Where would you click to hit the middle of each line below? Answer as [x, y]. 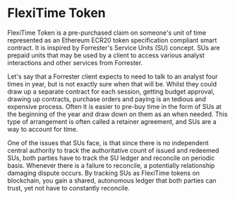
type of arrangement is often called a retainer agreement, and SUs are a [112, 121]
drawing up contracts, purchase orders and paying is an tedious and [107, 99]
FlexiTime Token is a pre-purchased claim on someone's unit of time [107, 33]
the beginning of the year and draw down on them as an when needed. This [117, 114]
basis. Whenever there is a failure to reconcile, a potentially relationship [111, 165]
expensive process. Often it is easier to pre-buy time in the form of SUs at [115, 106]
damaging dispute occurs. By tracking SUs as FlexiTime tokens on [103, 173]
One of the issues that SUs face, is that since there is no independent [108, 142]
